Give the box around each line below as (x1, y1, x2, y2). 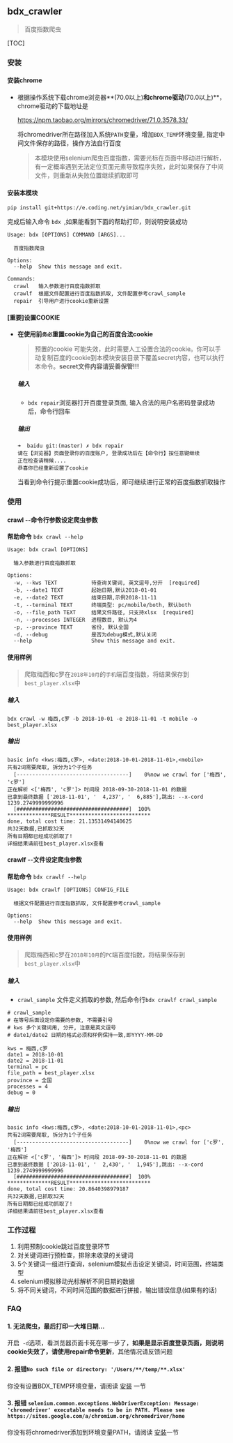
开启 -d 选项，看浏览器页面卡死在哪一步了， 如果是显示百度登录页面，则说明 (7, 1339, 224, 1347)
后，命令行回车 (27, 408, 71, 416)
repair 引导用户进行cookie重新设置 (13, 298, 109, 305)
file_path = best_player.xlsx (7, 1069, 95, 1077)
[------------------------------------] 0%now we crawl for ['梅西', (13, 771, 227, 778)
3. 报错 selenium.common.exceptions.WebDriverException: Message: (7, 1399, 200, 1407)
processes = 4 (7, 1083, 49, 1090)
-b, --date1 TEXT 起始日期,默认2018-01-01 (13, 587, 157, 594)
